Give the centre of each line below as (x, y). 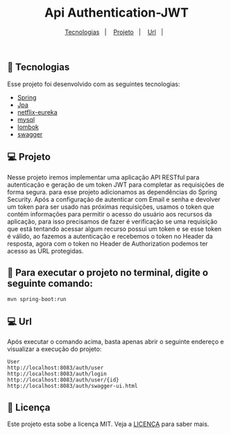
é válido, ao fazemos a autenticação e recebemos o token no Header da (110, 236)
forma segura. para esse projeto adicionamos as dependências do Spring (112, 191)
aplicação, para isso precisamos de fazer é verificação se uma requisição (112, 221)
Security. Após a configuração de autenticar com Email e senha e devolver (114, 199)
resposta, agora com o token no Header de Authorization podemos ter (108, 244)
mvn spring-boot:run (37, 300)
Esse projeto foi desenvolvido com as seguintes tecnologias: (94, 84)
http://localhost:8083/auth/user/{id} (63, 380)
